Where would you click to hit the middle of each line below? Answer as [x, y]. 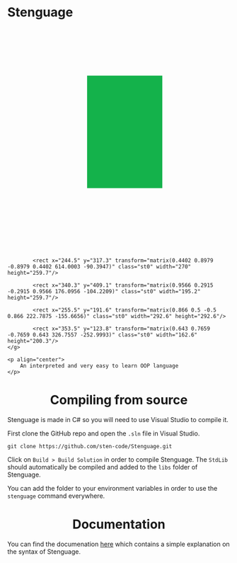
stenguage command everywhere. [56, 496]
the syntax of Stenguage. [44, 551]
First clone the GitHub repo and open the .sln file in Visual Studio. [104, 433]
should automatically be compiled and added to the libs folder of [103, 467]
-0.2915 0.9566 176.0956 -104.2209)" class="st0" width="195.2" [104, 291]
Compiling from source [119, 400]
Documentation [119, 524]
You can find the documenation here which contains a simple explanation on [118, 544]
